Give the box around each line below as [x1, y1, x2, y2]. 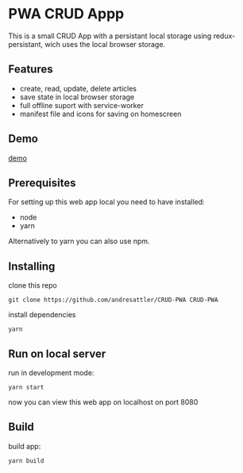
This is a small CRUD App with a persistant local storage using [8, 31, 212, 41]
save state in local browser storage [19, 92, 135, 102]
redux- [213, 31, 236, 41]
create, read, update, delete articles [19, 83, 137, 93]
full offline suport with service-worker [19, 100, 145, 110]
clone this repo [8, 281, 57, 290]
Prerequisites [8, 176, 76, 189]
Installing [8, 259, 56, 273]
